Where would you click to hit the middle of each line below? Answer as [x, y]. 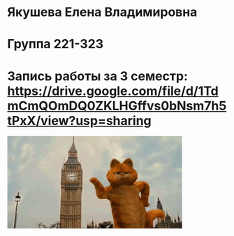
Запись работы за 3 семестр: [98, 76]
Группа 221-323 [56, 44]
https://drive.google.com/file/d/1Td [113, 91]
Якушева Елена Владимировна [102, 12]
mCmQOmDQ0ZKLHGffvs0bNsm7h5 [117, 106]
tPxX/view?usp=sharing [79, 120]
